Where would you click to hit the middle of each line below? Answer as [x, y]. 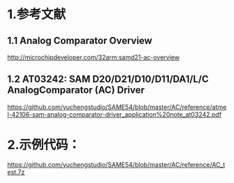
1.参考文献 [37, 14]
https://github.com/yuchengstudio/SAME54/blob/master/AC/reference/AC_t [116, 164]
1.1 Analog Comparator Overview [80, 40]
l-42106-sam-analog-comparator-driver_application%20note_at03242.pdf [115, 114]
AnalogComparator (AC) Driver [76, 90]
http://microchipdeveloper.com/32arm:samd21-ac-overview [94, 57]
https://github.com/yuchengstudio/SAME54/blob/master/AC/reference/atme [117, 107]
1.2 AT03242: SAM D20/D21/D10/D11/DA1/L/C [108, 79]
